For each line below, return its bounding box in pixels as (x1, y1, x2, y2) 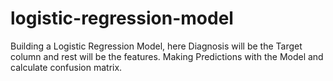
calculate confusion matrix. (10, 61, 123, 73)
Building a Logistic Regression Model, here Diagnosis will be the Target (10, 40, 303, 52)
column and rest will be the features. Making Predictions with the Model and (10, 50, 324, 62)
